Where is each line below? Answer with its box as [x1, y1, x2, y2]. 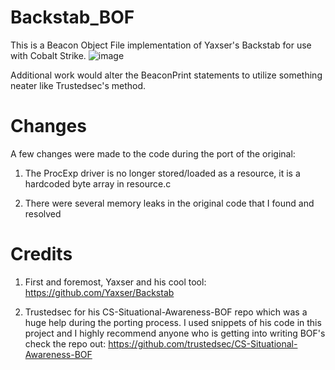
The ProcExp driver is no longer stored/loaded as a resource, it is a [24, 167, 301, 179]
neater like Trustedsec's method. [10, 79, 147, 91]
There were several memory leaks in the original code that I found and [24, 197, 315, 209]
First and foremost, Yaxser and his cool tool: [24, 276, 207, 288]
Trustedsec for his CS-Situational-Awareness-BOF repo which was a [24, 306, 308, 318]
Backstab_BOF [10, 6, 135, 29]
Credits [10, 243, 73, 266]
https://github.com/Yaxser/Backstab [24, 286, 175, 298]
